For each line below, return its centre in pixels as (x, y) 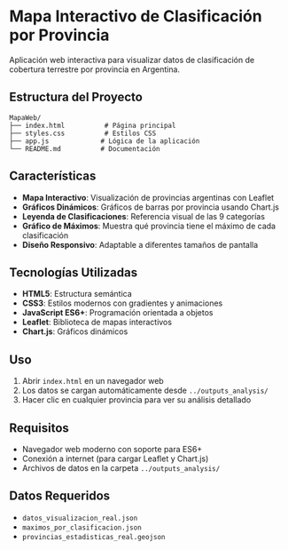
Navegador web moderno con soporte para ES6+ (112, 449)
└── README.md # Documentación (85, 148)
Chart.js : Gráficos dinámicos (75, 331)
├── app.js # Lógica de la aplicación (105, 141)
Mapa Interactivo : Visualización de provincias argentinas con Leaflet (148, 197)
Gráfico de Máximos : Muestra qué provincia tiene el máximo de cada (149, 226)
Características (53, 176)
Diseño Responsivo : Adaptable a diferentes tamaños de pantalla (140, 244)
